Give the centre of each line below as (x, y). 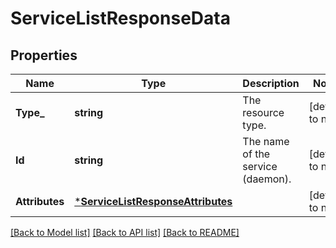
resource (263, 112)
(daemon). (267, 179)
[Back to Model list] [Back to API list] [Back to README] (125, 232)
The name (266, 141)
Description (271, 83)
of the (256, 154)
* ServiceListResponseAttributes (153, 201)
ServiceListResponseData (120, 18)
